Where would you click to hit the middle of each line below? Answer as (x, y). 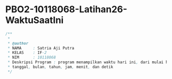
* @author (18, 43)
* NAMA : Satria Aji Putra (41, 48)
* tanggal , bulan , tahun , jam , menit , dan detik (60, 67)
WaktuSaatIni (35, 20)
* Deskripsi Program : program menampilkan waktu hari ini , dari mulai (85, 62)
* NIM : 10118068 (32, 58)
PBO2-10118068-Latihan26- (66, 9)
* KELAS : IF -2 (27, 53)
